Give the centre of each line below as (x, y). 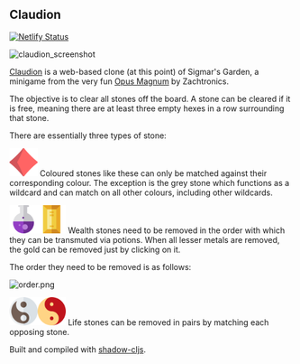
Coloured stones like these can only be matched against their (153, 173)
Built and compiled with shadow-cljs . (78, 349)
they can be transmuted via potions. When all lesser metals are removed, (145, 239)
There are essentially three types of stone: (88, 135)
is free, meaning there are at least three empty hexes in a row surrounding (147, 108)
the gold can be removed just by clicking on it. (95, 249)
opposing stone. (40, 331)
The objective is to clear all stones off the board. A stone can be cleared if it (150, 98)
